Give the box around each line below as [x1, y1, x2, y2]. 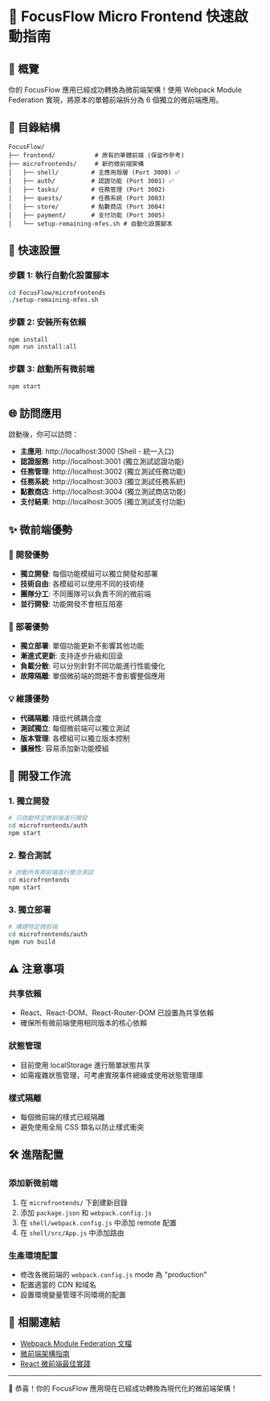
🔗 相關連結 [8, 1316, 60, 1329]
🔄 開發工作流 [8, 769, 71, 782]
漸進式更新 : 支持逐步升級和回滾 [19, 651, 123, 661]
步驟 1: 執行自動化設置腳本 [8, 270, 110, 281]
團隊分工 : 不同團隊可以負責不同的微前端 [19, 589, 151, 599]
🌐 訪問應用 [8, 406, 62, 420]
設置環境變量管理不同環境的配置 [19, 1290, 126, 1299]
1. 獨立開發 [8, 795, 50, 806]
